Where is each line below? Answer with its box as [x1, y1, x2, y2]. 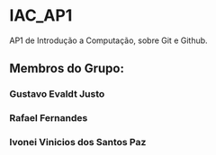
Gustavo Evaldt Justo [9, 88, 105, 100]
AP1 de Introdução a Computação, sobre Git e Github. [9, 35, 209, 46]
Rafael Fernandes [9, 112, 88, 125]
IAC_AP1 [9, 5, 73, 26]
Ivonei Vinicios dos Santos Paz [9, 136, 147, 149]
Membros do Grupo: [9, 61, 124, 76]
